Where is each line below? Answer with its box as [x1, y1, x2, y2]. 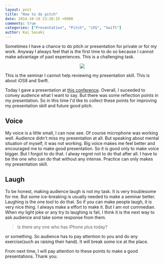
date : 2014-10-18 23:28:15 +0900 [5, 16, 73, 21]
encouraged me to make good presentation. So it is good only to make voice [5, 145, 159, 151]
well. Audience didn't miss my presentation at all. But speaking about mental [5, 135, 159, 141]
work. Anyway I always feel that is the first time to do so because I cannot [5, 48, 154, 54]
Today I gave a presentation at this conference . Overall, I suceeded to [5, 87, 145, 93]
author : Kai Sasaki [5, 30, 45, 35]
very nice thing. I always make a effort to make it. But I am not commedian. [5, 204, 156, 210]
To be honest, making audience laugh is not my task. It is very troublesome [5, 188, 157, 194]
